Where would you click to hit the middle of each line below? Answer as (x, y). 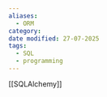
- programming (39, 61)
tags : (17, 46)
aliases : (23, 16)
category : (25, 31)
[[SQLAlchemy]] (35, 84)
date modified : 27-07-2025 (54, 38)
